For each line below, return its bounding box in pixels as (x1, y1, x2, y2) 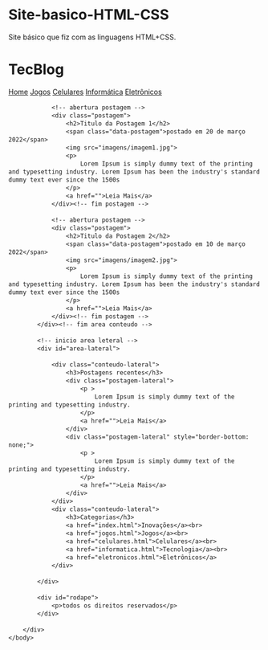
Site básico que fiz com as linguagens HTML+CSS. (8, 32, 177, 42)
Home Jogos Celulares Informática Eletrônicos (8, 87, 162, 96)
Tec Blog (8, 60, 64, 79)
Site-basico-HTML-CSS (8, 6, 170, 24)
